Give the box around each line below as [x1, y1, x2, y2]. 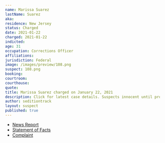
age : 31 [5, 44, 21, 49]
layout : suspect [5, 104, 38, 108]
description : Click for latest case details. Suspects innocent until [5, 94, 153, 99]
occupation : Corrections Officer [5, 48, 74, 53]
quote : [5, 85, 19, 90]
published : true [5, 108, 38, 113]
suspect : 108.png [5, 67, 41, 72]
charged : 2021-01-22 [5, 35, 48, 40]
